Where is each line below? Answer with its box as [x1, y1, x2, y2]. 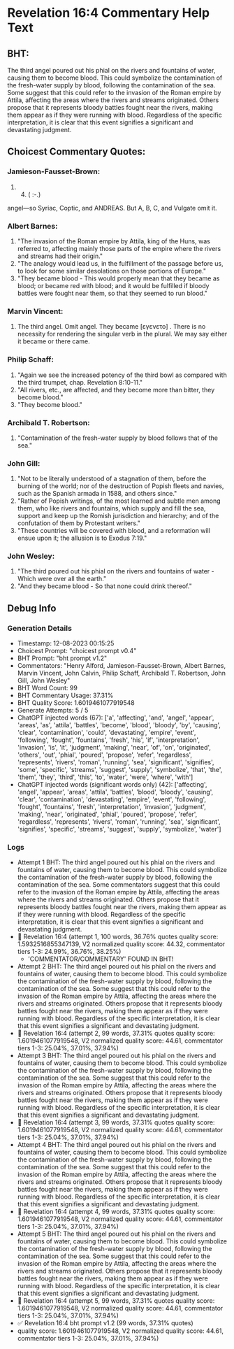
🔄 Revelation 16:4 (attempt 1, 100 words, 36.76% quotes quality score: [17, 932, 219, 941]
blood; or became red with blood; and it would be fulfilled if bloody [17, 281, 210, 290]
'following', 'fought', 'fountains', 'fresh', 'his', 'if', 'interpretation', [17, 736, 200, 744]
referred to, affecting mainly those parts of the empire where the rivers [17, 244, 221, 252]
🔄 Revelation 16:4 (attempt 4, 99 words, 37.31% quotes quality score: [17, 1208, 215, 1216]
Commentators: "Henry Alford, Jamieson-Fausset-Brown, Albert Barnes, [17, 662, 226, 670]
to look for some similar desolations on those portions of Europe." [17, 266, 207, 275]
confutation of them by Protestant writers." [17, 519, 141, 527]
